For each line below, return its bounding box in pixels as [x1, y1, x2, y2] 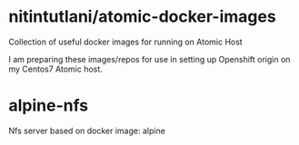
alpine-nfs [8, 95, 89, 116]
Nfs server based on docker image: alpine [8, 125, 165, 136]
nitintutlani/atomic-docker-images [8, 6, 276, 27]
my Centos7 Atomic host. [8, 63, 104, 74]
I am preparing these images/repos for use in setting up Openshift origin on [8, 53, 291, 64]
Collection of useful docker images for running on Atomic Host [8, 36, 243, 47]
